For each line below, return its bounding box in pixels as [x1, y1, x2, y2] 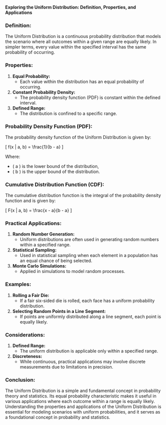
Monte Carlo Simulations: [12, 263, 67, 269]
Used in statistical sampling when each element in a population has [19, 252, 158, 258]
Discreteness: [12, 353, 42, 359]
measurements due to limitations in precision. [19, 364, 114, 370]
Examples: [5, 281, 31, 288]
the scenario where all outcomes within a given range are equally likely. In [5, 38, 157, 44]
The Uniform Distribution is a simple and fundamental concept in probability [5, 387, 161, 394]
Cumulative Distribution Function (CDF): [5, 181, 105, 188]
